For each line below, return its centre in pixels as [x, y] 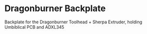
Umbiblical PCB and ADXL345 [34, 27]
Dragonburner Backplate [55, 8]
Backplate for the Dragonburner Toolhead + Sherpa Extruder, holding [73, 22]
